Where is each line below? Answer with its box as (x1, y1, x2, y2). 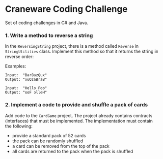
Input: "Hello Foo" (5, 86, 48, 91)
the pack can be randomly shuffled (12, 138, 83, 144)
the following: (5, 123, 33, 129)
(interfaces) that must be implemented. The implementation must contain (5, 118, 153, 124)
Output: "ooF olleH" (5, 90, 48, 95)
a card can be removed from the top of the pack (12, 143, 109, 149)
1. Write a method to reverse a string (5, 32, 93, 39)
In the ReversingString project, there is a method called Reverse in (5, 43, 139, 49)
